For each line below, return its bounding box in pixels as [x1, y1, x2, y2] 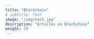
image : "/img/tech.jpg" [5, 17, 56, 22]
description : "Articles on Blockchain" [5, 21, 90, 27]
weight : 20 [5, 26, 28, 31]
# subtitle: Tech [5, 12, 42, 17]
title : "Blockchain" [5, 7, 49, 13]
